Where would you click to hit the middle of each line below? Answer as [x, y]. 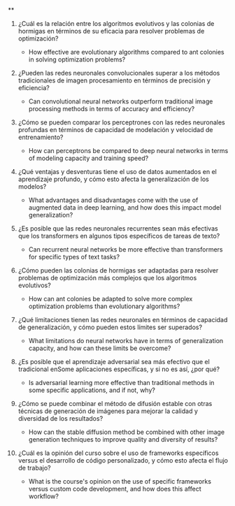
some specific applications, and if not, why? [92, 390]
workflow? [43, 496]
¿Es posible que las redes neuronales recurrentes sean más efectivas [118, 229]
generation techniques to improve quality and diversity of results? [123, 439]
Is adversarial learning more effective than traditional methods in [121, 383]
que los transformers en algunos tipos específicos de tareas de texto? [119, 236]
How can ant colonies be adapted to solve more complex [111, 299]
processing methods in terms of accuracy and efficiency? [112, 109]
